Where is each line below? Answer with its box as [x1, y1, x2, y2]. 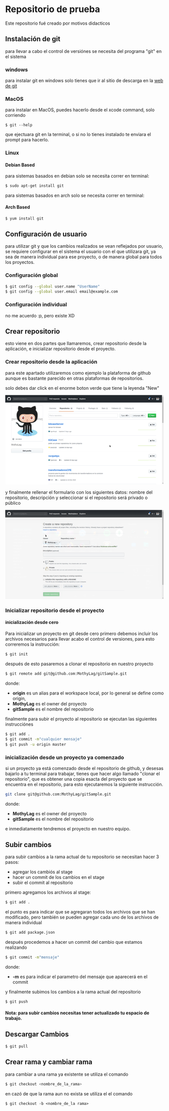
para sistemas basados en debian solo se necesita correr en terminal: [5, 173, 149, 179]
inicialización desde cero [5, 619, 59, 626]
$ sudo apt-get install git [5, 183, 64, 188]
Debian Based [5, 162, 35, 168]
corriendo [5, 112, 26, 118]
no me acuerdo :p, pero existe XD [5, 312, 75, 318]
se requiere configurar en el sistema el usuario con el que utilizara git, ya [5, 248, 156, 255]
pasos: [5, 859, 19, 865]
